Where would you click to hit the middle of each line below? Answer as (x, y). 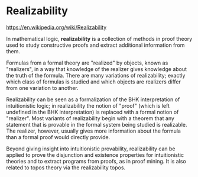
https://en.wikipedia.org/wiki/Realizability (56, 27)
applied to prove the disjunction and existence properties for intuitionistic (95, 155)
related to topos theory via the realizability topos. (66, 168)
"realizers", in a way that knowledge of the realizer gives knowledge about (97, 69)
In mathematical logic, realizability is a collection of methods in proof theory (99, 38)
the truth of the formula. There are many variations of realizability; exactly (96, 75)
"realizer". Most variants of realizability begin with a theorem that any (90, 118)
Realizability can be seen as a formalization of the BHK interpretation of (93, 99)
